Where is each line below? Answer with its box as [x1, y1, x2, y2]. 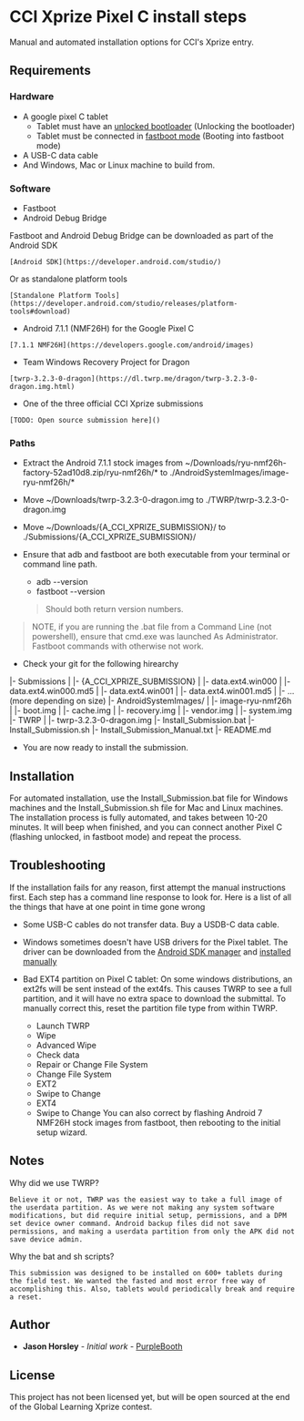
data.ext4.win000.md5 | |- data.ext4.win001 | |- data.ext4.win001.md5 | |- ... [9, 686, 295, 697]
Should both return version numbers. [45, 604, 184, 615]
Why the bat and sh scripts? [9, 1251, 115, 1262]
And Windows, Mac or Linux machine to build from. [22, 159, 216, 170]
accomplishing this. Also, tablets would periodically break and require [9, 1284, 296, 1293]
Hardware [9, 90, 55, 103]
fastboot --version [35, 586, 106, 598]
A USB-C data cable [22, 149, 98, 160]
